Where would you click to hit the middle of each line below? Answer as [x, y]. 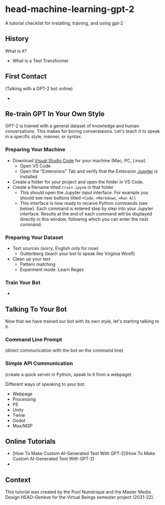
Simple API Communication [39, 363]
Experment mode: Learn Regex [52, 270]
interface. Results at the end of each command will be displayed [86, 213]
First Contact [26, 76]
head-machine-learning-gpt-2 [70, 9]
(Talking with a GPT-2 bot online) [39, 88]
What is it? [16, 51]
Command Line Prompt [34, 339]
